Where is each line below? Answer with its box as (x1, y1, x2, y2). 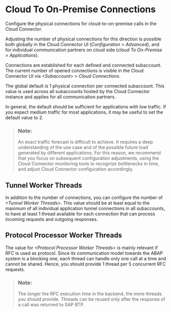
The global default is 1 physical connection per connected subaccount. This (5, 83, 165, 89)
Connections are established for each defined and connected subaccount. (5, 62, 162, 68)
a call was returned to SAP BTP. (17, 302, 85, 308)
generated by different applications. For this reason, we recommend (17, 150, 161, 156)
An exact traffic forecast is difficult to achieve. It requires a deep (17, 139, 153, 145)
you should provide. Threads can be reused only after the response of (17, 296, 165, 302)
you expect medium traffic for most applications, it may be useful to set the (5, 109, 163, 115)
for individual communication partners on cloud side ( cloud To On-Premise (5, 47, 162, 53)
